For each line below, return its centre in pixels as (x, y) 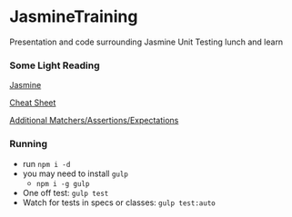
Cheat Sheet (33, 103)
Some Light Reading (55, 65)
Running (29, 144)
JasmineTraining (74, 17)
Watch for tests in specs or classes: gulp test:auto (119, 202)
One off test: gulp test (65, 192)
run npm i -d (46, 163)
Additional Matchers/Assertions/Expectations (94, 121)
